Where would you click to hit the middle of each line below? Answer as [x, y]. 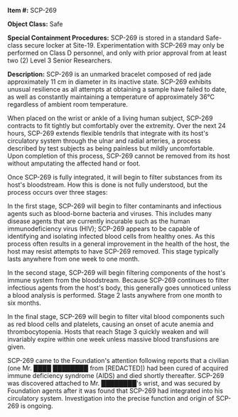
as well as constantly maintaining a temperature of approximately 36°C [111, 97]
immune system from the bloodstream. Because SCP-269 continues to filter [118, 280]
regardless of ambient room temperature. [67, 104]
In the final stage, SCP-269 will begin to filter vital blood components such [116, 316]
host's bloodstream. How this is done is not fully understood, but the [108, 185]
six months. [24, 303]
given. [17, 347]
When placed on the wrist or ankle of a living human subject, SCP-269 [110, 118]
